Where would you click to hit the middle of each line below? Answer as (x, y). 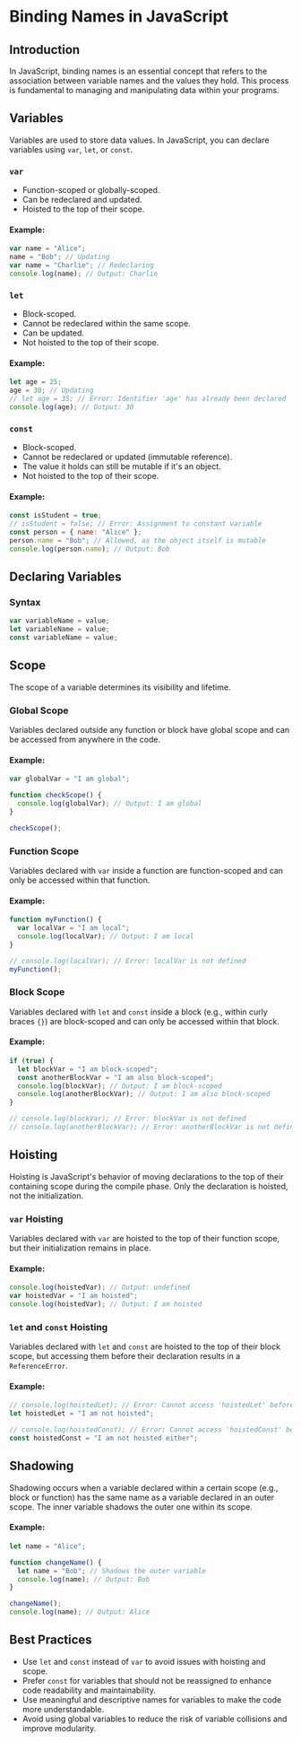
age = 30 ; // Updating (52, 391)
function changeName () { (56, 1563)
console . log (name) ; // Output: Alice (80, 1612)
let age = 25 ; (36, 382)
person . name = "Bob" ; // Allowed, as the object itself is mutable (138, 540)
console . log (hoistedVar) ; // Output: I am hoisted (106, 1304)
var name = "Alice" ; (48, 248)
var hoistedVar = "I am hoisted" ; (74, 1296)
